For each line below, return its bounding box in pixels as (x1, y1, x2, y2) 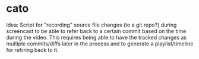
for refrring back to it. (6, 46, 59, 53)
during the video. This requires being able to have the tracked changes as (6, 34, 187, 41)
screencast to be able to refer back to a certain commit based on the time (6, 27, 187, 34)
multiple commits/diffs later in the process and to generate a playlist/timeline (6, 40, 194, 47)
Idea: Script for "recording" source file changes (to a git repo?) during (6, 21, 177, 28)
